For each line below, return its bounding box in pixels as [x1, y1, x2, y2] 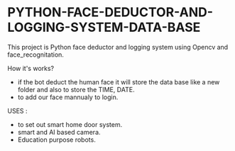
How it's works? [7, 64, 55, 72]
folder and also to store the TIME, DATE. [17, 85, 135, 94]
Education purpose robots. [17, 135, 96, 144]
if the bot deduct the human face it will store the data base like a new [17, 77, 220, 86]
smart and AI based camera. [17, 128, 101, 136]
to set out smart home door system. [17, 120, 123, 128]
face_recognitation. [7, 50, 64, 59]
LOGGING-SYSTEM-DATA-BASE [7, 19, 201, 35]
